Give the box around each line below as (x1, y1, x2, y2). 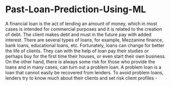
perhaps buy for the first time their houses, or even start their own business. (5, 53, 166, 59)
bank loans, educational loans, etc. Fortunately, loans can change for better (5, 42, 165, 48)
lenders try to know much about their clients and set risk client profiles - (5, 75, 158, 81)
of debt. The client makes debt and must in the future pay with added (5, 31, 152, 37)
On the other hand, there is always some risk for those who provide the (5, 58, 155, 64)
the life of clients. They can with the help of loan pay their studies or (5, 48, 149, 54)
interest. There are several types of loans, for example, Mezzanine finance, (5, 37, 164, 43)
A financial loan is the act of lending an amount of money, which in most (5, 20, 158, 27)
